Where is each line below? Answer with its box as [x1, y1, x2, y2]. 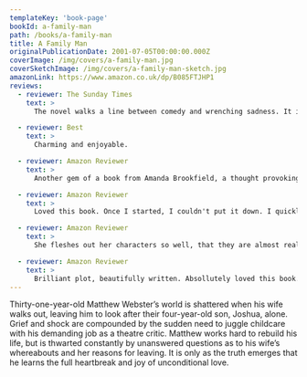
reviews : [9, 81, 43, 90]
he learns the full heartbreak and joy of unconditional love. [9, 357, 229, 368]
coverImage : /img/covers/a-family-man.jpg [9, 56, 174, 65]
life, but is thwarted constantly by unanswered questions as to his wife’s [9, 338, 281, 349]
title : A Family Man [9, 38, 89, 48]
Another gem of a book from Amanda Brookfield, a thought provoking [33, 173, 301, 183]
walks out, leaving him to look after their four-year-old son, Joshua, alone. [9, 309, 288, 319]
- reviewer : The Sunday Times [17, 89, 132, 99]
